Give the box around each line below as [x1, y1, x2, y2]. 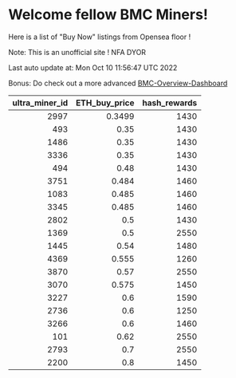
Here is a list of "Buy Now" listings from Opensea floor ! [8, 32, 191, 41]
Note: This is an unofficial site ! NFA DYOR [8, 47, 146, 57]
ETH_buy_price [75, 97, 135, 108]
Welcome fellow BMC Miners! [8, 6, 209, 24]
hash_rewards [142, 97, 198, 108]
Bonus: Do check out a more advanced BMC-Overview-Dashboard [8, 78, 228, 88]
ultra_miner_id [12, 97, 69, 108]
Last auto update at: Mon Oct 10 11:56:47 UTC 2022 [8, 62, 178, 73]
